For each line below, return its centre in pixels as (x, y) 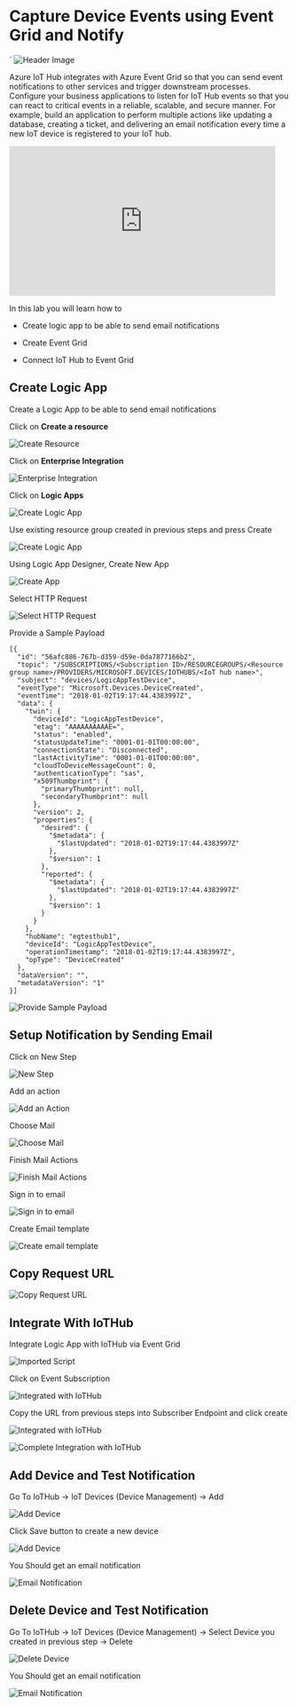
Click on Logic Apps (47, 495)
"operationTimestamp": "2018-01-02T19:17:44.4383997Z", (131, 952)
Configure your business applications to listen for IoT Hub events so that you (149, 96)
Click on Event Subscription (60, 1378)
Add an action (35, 1091)
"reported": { (67, 874)
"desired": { (65, 827)
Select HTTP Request (48, 598)
